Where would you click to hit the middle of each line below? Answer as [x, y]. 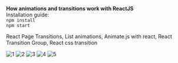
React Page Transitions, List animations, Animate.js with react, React [89, 37]
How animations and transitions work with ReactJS [70, 9]
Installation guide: [28, 15]
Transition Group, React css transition [52, 43]
